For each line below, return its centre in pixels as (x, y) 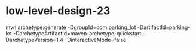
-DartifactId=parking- (164, 27)
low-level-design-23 (58, 11)
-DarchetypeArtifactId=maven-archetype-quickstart (77, 33)
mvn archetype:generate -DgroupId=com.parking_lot (71, 27)
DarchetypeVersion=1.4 (35, 40)
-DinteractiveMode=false (95, 40)
